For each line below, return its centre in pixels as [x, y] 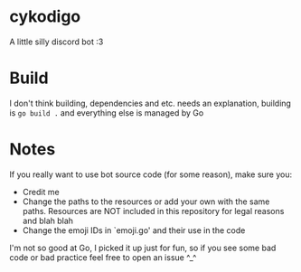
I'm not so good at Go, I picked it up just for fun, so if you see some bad [143, 248]
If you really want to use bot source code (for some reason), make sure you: [150, 174]
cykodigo [45, 17]
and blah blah [48, 220]
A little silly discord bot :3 [56, 42]
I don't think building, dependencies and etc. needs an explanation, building [150, 103]
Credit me [41, 192]
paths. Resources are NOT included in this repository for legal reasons [153, 211]
